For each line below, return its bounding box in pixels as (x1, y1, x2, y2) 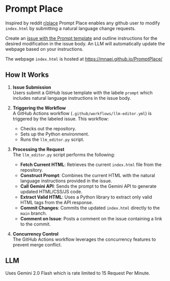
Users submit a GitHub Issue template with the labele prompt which (12, 90, 153, 96)
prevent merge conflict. (12, 241, 62, 247)
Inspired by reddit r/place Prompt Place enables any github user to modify (5, 20, 160, 26)
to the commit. (20, 221, 51, 227)
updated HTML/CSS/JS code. (20, 188, 82, 194)
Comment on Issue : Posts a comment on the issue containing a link (20, 215, 162, 221)
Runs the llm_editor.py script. (20, 136, 84, 143)
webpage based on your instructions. (5, 46, 84, 52)
